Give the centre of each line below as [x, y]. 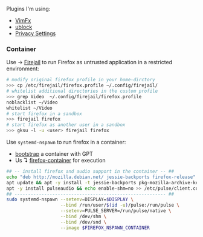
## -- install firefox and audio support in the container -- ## [90, 172]
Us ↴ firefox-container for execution [60, 161]
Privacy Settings [35, 33]
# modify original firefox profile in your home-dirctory [81, 80]
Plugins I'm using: [28, 9]
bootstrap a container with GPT [54, 154]
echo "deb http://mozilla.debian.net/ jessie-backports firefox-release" [101, 177]
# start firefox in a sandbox [44, 114]
